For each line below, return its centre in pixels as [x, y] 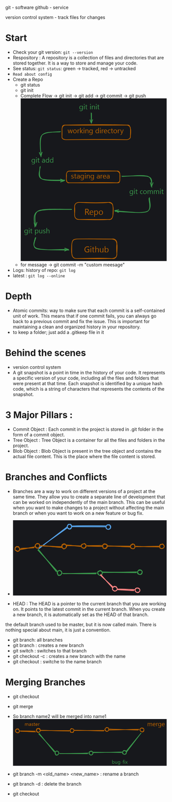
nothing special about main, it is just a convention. [58, 630]
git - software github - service [37, 7]
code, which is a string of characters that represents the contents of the [89, 389]
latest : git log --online [39, 276]
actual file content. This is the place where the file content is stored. [84, 456]
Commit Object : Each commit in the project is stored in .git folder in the [88, 429]
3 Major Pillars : [39, 415]
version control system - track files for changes [55, 17]
